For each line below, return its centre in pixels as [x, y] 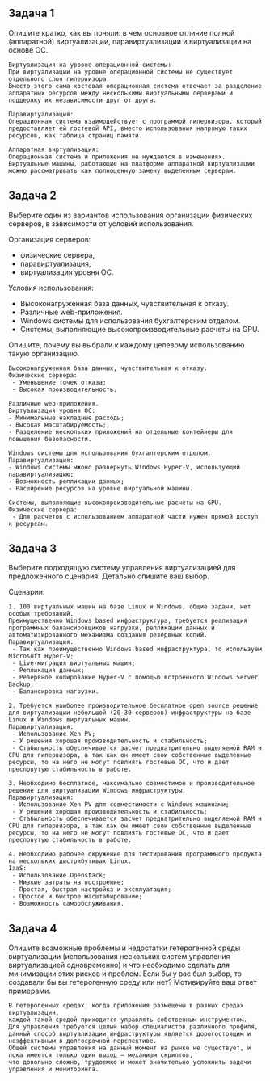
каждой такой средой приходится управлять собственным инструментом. [128, 1020]
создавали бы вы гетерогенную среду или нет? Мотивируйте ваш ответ [133, 982]
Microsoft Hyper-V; [41, 656]
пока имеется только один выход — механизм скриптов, [101, 1055]
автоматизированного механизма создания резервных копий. [108, 635]
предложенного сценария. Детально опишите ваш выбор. [109, 576]
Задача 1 [32, 13]
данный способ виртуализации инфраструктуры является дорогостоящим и [130, 1034]
